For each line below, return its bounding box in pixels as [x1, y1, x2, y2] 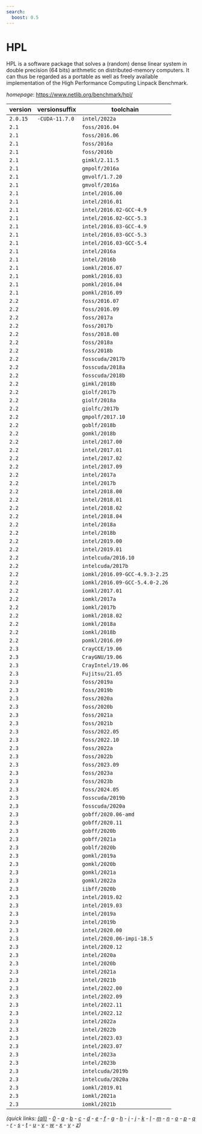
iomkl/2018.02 [82, 612, 122, 619]
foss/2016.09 [82, 306, 119, 313]
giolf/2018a [82, 397, 116, 404]
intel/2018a [82, 522, 116, 528]
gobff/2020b [82, 827, 116, 835]
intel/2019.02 [82, 894, 122, 901]
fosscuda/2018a [82, 364, 126, 371]
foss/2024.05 [82, 787, 119, 793]
